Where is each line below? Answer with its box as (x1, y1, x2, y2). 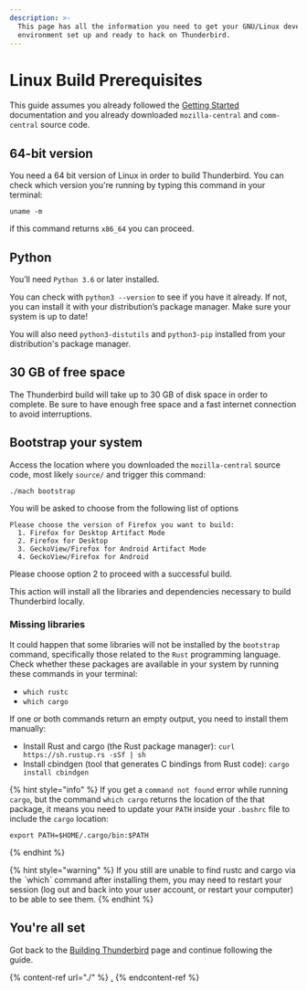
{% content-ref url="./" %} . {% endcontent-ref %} (9, 972, 200, 983)
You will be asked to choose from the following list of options (9, 502, 239, 513)
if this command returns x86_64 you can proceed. (9, 223, 195, 234)
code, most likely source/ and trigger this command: (9, 469, 206, 480)
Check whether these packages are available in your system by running (9, 659, 280, 669)
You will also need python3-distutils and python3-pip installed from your (9, 328, 286, 339)
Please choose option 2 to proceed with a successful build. (9, 568, 233, 579)
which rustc (22, 687, 69, 697)
